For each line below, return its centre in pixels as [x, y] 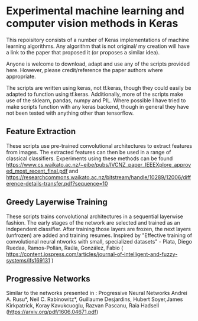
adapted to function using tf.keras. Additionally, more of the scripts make [95, 94]
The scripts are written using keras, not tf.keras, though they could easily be [99, 87]
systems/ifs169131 [28, 260]
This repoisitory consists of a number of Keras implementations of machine [98, 40]
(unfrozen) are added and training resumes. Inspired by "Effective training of [99, 235]
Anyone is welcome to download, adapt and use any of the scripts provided [98, 64]
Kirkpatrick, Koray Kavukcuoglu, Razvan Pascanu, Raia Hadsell [83, 306]
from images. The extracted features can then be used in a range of [89, 152]
